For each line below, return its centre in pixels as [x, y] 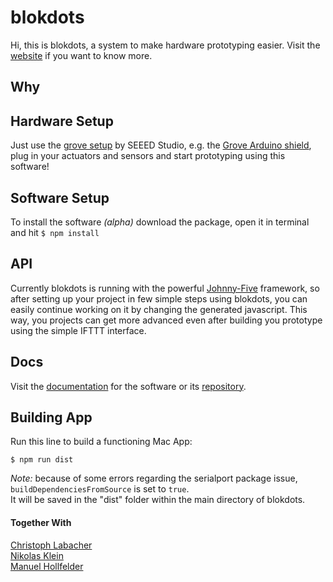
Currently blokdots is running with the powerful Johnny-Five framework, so [165, 288]
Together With [41, 522]
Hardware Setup [62, 121]
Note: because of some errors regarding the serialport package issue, [154, 478]
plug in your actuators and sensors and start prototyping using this [148, 156]
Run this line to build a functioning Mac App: [101, 442]
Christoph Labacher [51, 545]
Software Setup [60, 197]
